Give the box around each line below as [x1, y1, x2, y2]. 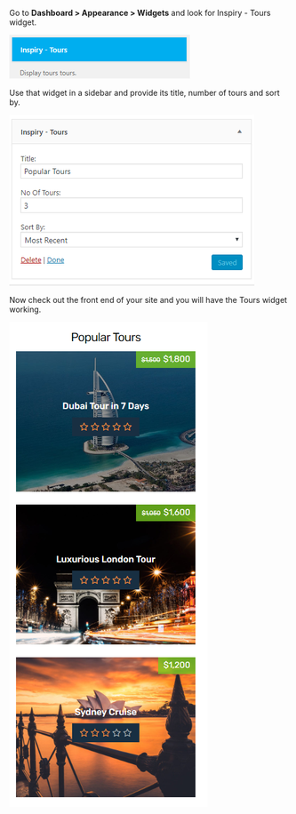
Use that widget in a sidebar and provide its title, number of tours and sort [9, 88, 280, 98]
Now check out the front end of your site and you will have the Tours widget [9, 295, 287, 305]
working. [9, 304, 42, 315]
